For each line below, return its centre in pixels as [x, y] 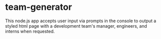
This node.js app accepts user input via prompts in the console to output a [81, 21]
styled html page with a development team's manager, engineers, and [76, 26]
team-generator [39, 7]
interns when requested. [30, 31]
